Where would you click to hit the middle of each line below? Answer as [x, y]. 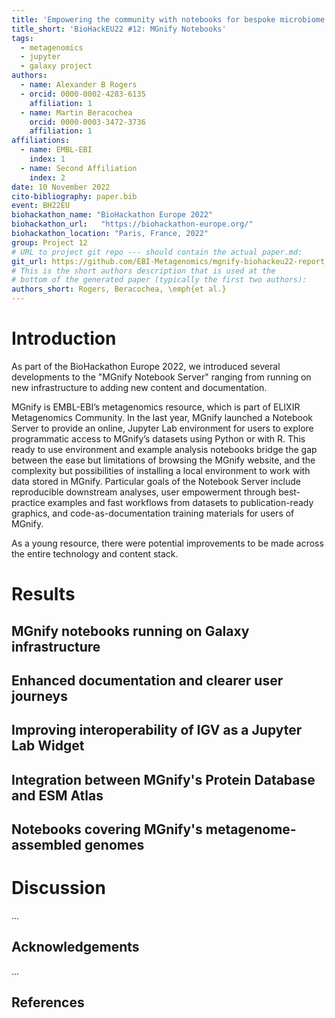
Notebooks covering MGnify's [107, 829]
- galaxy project [56, 66]
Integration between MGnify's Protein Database [163, 779]
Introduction [64, 338]
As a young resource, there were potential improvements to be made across [167, 543]
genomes [114, 845]
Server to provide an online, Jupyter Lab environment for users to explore [162, 428]
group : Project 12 [49, 242]
